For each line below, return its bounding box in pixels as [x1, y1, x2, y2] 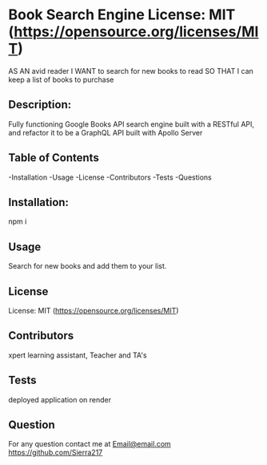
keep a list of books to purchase [8, 75, 114, 84]
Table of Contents [8, 151, 100, 165]
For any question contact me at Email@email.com [8, 439, 172, 449]
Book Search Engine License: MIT [8, 6, 236, 24]
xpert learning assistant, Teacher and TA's [8, 350, 148, 360]
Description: [8, 98, 72, 111]
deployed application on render [8, 394, 112, 404]
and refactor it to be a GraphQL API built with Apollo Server [8, 127, 203, 137]
